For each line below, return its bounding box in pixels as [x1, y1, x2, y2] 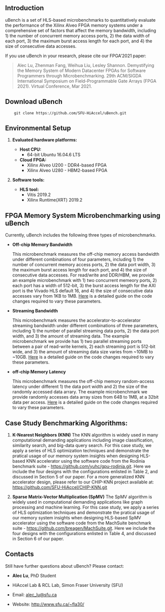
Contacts [5, 550, 34, 558]
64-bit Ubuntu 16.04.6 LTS [27, 152, 81, 158]
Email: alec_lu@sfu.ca [12, 591, 57, 598]
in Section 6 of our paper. [12, 536, 64, 542]
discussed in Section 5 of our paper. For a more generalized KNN [12, 474, 145, 480]
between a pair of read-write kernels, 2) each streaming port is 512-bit [12, 343, 156, 349]
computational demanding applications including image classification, [12, 437, 154, 443]
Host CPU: [19, 146, 42, 152]
